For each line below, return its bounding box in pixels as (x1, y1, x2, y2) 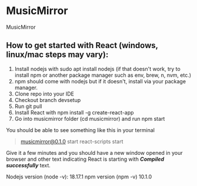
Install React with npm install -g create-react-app (14, 109, 134, 116)
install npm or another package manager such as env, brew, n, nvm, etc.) (14, 72, 192, 79)
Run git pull (14, 103, 42, 110)
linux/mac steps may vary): (6, 50, 109, 60)
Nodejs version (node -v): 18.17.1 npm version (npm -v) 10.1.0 (6, 173, 152, 180)
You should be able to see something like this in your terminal (6, 126, 155, 133)
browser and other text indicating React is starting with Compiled (6, 155, 165, 163)
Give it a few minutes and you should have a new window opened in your (6, 149, 183, 156)
